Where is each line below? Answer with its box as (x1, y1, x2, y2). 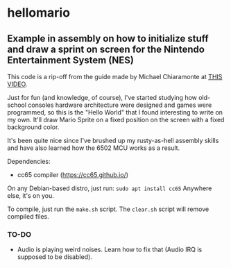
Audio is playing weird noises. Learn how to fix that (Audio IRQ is (17, 245, 203, 254)
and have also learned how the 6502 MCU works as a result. (7, 144, 180, 152)
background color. (7, 123, 60, 131)
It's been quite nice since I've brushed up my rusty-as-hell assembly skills (7, 137, 219, 144)
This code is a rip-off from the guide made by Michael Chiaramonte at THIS (7, 73, 223, 81)
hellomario (7, 5, 71, 21)
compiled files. (7, 212, 50, 220)
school (7, 101, 26, 109)
